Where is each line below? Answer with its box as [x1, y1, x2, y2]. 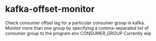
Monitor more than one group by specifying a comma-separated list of [5, 25, 149, 31]
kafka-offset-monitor [5, 3, 95, 15]
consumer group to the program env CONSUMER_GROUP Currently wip [5, 30, 152, 36]
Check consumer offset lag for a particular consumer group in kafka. [5, 20, 145, 26]
